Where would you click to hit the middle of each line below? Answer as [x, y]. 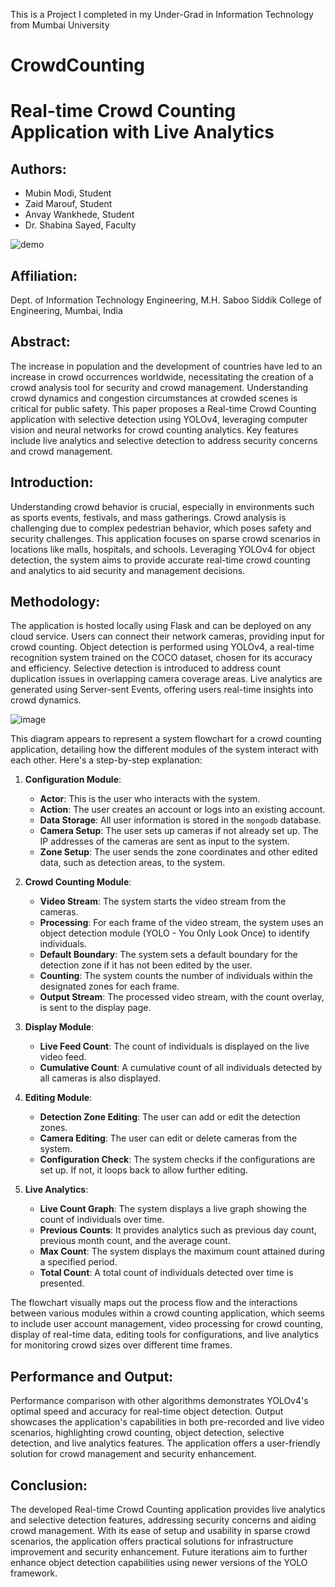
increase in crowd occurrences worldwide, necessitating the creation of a [162, 376]
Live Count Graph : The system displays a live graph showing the [173, 1209]
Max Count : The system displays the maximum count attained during [182, 1251]
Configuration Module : [73, 780]
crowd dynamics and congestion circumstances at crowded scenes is [154, 398]
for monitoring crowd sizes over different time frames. [121, 1345]
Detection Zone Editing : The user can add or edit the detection [170, 1117]
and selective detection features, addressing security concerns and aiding [163, 1520]
